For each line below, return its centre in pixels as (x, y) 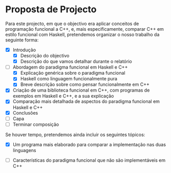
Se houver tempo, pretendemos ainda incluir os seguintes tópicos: (75, 135)
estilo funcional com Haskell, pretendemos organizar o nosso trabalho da (82, 34)
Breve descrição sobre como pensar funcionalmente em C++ (85, 84)
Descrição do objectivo (45, 56)
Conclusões (25, 113)
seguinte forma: (22, 40)
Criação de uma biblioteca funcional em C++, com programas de (81, 90)
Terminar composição (36, 124)
